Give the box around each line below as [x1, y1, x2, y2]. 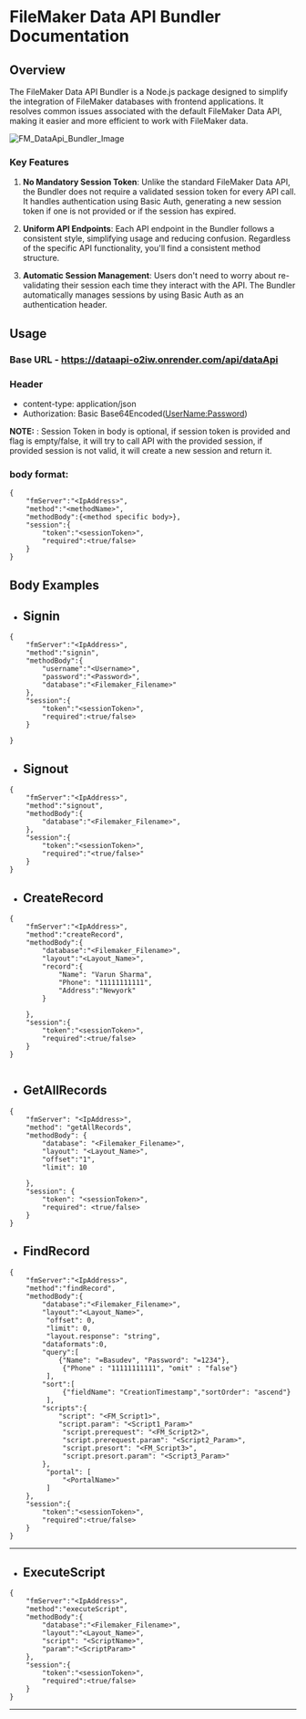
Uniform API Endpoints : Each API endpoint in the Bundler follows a [22, 224, 275, 235]
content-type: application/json [22, 398, 137, 409]
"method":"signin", [25, 648, 100, 658]
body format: [9, 467, 69, 480]
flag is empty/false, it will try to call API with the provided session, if [9, 435, 263, 446]
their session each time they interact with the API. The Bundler [61, 280, 296, 291]
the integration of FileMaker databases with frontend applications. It [9, 96, 264, 107]
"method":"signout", [25, 802, 104, 811]
